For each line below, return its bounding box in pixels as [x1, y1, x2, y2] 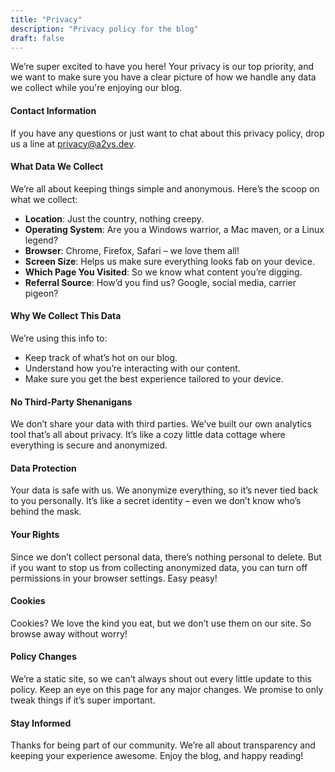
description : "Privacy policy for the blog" [10, 24, 199, 34]
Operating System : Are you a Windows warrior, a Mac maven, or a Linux [24, 223, 325, 235]
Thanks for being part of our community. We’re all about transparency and [10, 739, 316, 751]
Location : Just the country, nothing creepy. [24, 212, 205, 225]
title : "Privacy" [10, 14, 83, 25]
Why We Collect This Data [10, 310, 122, 322]
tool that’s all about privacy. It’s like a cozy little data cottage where [10, 429, 286, 441]
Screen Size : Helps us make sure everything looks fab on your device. [24, 255, 315, 267]
